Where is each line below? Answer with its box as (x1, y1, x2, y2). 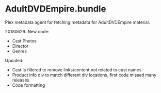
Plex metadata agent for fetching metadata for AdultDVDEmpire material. (5, 19, 150, 25)
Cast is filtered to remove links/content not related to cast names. (12, 66, 143, 73)
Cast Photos (12, 38, 37, 44)
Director (12, 43, 29, 49)
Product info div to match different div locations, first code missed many (12, 72, 157, 78)
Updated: (5, 57, 24, 63)
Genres (12, 48, 27, 54)
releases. (12, 77, 31, 83)
